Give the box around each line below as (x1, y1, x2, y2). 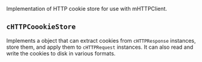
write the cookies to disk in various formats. (6, 49, 116, 57)
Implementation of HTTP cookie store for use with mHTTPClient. (6, 5, 167, 12)
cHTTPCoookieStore (6, 22, 76, 31)
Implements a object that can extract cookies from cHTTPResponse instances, (6, 37, 196, 44)
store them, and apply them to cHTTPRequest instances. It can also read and (6, 43, 194, 51)
